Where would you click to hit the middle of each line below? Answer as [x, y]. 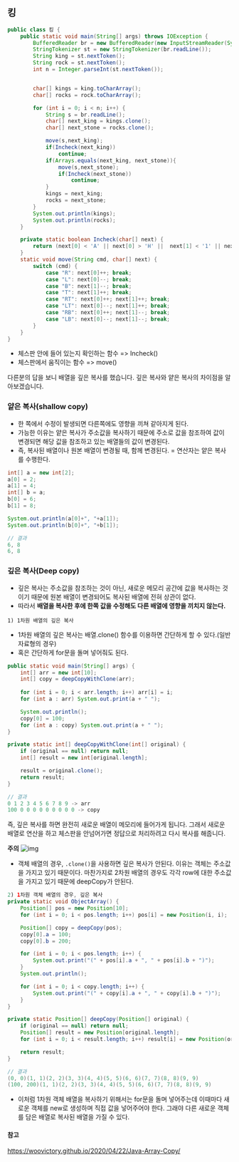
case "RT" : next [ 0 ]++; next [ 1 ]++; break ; [108, 299]
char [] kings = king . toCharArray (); [87, 88]
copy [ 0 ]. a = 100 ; [46, 934]
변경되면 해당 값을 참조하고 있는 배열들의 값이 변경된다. [94, 441]
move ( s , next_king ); [74, 141]
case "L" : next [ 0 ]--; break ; [89, 279]
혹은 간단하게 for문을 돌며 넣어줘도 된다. [73, 652]
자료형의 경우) [37, 643]
